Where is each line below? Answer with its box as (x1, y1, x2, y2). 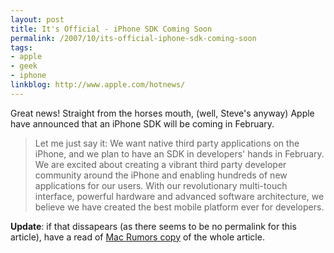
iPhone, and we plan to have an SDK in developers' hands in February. (34, 147, 325, 160)
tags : (10, 42, 33, 53)
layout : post (10, 14, 65, 25)
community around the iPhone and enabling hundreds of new (34, 169, 288, 181)
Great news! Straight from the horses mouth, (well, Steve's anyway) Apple (10, 107, 315, 119)
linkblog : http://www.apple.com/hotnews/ (10, 80, 186, 90)
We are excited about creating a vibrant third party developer (34, 158, 287, 170)
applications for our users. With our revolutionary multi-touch (34, 179, 288, 191)
